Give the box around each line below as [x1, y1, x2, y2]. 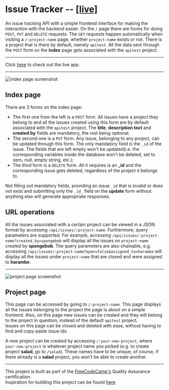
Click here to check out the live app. [5, 62, 80, 68]
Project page [5, 288, 46, 296]
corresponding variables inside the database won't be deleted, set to [12, 151, 155, 157]
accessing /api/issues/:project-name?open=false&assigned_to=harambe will [5, 248, 162, 254]
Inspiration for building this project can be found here [5, 379, 116, 385]
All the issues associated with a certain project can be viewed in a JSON [5, 221, 155, 228]
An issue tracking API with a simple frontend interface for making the [5, 20, 148, 26]
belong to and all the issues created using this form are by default [12, 119, 149, 125]
